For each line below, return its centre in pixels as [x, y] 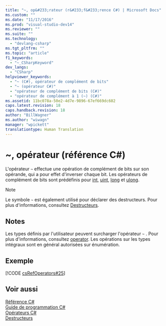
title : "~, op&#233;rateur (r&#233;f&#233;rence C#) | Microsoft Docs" [83, 10]
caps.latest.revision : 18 [33, 106]
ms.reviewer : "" [23, 29]
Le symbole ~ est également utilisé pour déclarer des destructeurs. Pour [81, 200]
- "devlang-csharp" [31, 44]
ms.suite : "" [19, 34]
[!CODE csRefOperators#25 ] [35, 273]
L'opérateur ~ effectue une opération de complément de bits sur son [77, 169]
